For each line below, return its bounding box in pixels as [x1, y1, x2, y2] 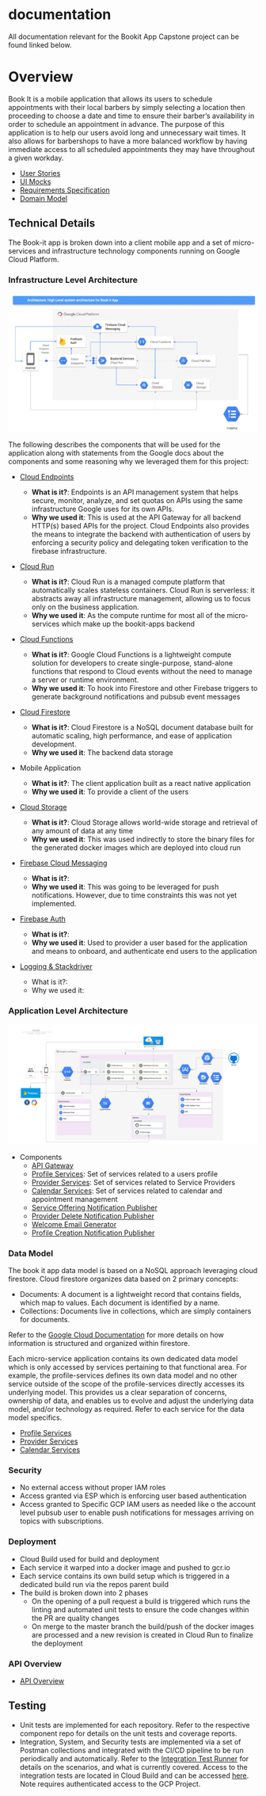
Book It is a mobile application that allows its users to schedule [8, 93, 213, 104]
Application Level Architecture [8, 1005, 128, 1016]
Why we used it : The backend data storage [31, 748, 173, 757]
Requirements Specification [19, 185, 110, 195]
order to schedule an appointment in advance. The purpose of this [8, 119, 225, 128]
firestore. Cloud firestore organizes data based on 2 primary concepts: [8, 1274, 239, 1284]
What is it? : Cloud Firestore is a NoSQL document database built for [31, 723, 254, 732]
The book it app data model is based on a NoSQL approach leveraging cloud [8, 1266, 258, 1276]
